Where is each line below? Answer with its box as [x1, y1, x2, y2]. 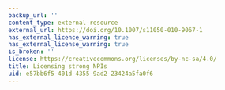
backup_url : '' [8, 11, 58, 20]
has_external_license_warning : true [8, 41, 129, 49]
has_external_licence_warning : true [8, 33, 129, 41]
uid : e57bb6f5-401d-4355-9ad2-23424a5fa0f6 [8, 70, 154, 77]
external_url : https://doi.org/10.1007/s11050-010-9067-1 [8, 26, 203, 34]
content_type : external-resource [8, 19, 118, 27]
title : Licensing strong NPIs [8, 63, 108, 70]
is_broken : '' [8, 48, 55, 56]
